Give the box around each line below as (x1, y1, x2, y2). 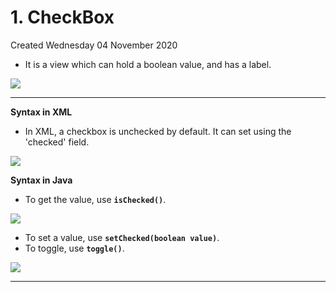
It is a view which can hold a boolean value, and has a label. (24, 58, 272, 70)
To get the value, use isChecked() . (24, 193, 167, 205)
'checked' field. (24, 136, 90, 148)
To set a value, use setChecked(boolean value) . (24, 231, 220, 243)
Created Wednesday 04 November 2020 (10, 39, 178, 51)
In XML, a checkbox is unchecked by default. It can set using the (24, 125, 292, 137)
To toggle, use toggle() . (24, 242, 125, 254)
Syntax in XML (10, 106, 73, 118)
